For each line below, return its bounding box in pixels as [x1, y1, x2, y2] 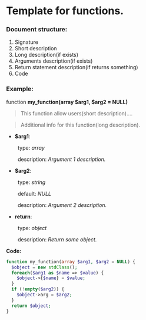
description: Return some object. [17, 235, 97, 243]
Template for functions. [6, 4, 124, 18]
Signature [14, 38, 38, 46]
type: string [17, 179, 46, 186]
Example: [6, 85, 34, 93]
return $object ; [11, 303, 51, 309]
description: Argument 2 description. [17, 201, 107, 208]
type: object [17, 224, 47, 231]
